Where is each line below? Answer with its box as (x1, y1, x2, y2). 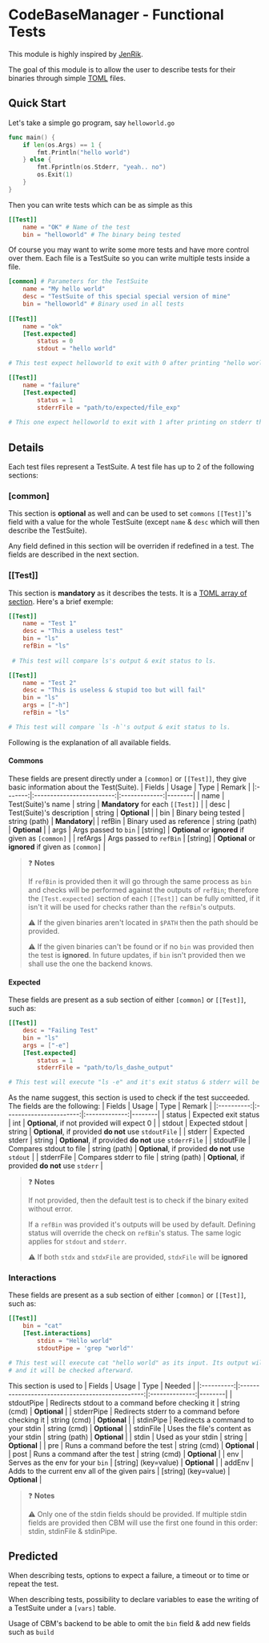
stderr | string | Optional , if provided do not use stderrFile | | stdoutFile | (8, 1135, 251, 1145)
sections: (8, 470, 38, 480)
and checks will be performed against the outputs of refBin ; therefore (27, 885, 259, 895)
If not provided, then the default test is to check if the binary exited (27, 1195, 249, 1205)
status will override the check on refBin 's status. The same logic (27, 1228, 242, 1238)
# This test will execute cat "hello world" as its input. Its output (8, 1358, 249, 1367)
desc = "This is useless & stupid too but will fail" (22, 686, 206, 695)
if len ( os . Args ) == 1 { (22, 140, 102, 149)
